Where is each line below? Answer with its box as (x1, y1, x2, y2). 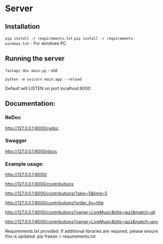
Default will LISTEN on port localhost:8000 (5, 85, 91, 91)
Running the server (5, 55, 65, 63)
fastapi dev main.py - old (5, 67, 58, 73)
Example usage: (5, 160, 44, 167)
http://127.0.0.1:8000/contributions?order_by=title (5, 200, 104, 206)
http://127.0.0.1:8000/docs (5, 148, 57, 154)
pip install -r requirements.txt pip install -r (5, 36, 105, 41)
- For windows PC (30, 40, 67, 46)
